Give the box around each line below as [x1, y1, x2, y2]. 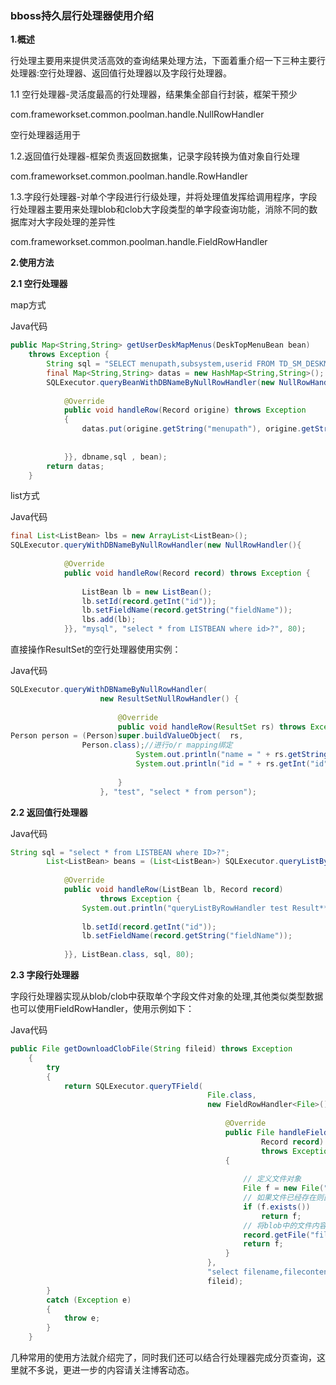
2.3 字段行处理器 [10, 969, 80, 981]
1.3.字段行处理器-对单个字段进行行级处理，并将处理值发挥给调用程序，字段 [10, 191, 318, 203]
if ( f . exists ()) [243, 1202, 311, 1212]
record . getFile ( [243, 1230, 311, 1240]
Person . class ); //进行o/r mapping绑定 [81, 740, 233, 751]
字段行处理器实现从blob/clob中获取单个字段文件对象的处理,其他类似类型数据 [10, 990, 324, 1002]
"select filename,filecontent [207, 1267, 333, 1277]
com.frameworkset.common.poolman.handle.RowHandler [10, 170, 248, 182]
